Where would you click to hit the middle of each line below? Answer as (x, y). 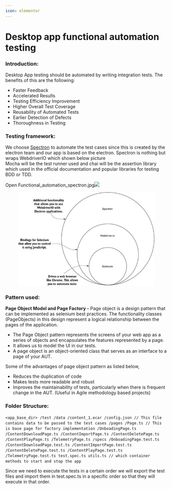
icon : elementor (23, 11)
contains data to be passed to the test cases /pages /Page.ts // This (83, 423)
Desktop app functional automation (82, 37)
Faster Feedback (31, 90)
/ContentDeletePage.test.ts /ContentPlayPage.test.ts (64, 450)
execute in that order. (28, 481)
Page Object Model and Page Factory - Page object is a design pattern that (85, 309)
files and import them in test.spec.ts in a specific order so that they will (80, 476)
